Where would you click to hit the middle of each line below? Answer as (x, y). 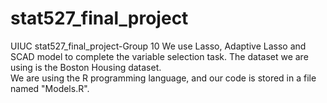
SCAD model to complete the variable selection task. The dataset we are (159, 56)
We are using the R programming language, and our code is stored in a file (163, 78)
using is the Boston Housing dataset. (86, 67)
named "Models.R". (50, 88)
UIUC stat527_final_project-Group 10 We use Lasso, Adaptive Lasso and (158, 46)
